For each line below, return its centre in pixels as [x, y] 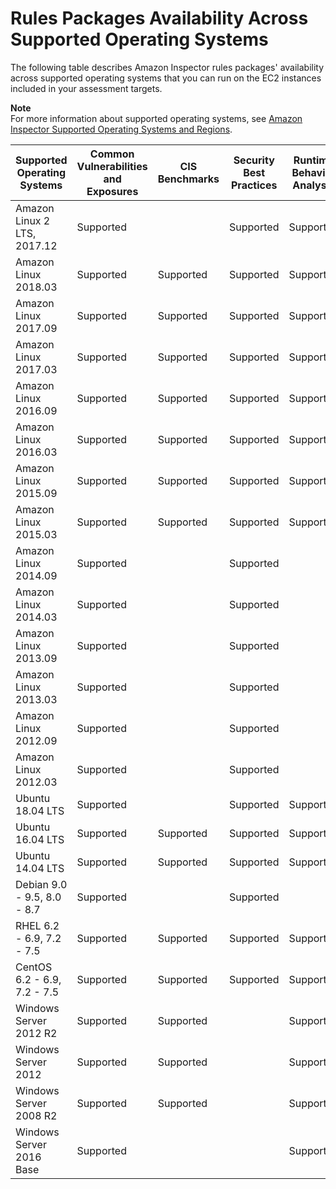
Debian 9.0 [41, 884]
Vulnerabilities [112, 166]
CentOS [34, 967]
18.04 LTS [40, 810]
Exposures [112, 191]
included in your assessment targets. [86, 88]
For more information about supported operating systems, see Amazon [156, 118]
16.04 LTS [40, 839]
